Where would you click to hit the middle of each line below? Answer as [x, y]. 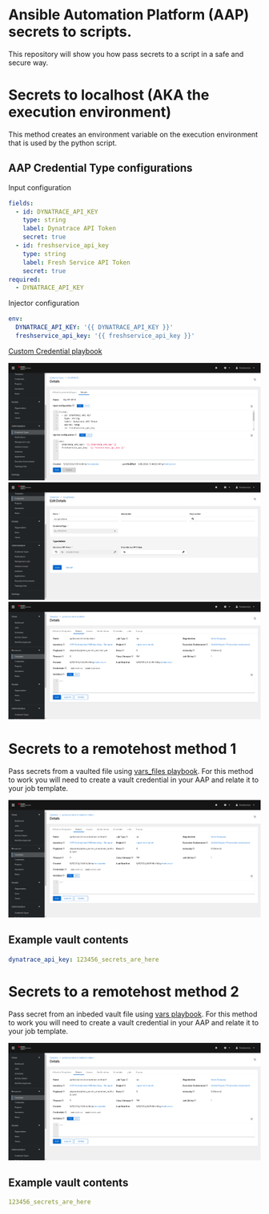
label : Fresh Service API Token [76, 263]
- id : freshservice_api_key [62, 246]
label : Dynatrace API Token [69, 229]
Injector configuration [44, 303]
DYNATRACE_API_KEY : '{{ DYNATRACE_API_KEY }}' [94, 328]
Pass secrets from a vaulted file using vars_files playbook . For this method [131, 771]
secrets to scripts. [70, 32]
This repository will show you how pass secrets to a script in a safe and [126, 54]
